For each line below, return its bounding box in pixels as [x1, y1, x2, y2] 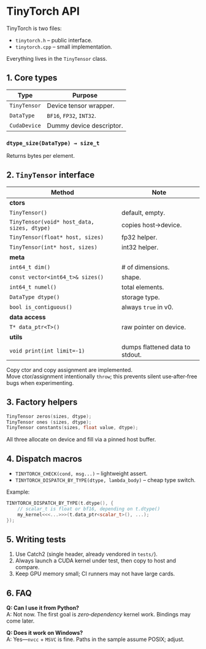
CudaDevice [9, 122, 41, 129]
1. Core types [6, 72, 58, 84]
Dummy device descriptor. [47, 121, 123, 130]
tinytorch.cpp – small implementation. [15, 43, 112, 50]
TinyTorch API [6, 4, 80, 18]
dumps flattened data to [121, 343, 191, 351]
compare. [15, 564, 40, 571]
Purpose [72, 91, 98, 99]
